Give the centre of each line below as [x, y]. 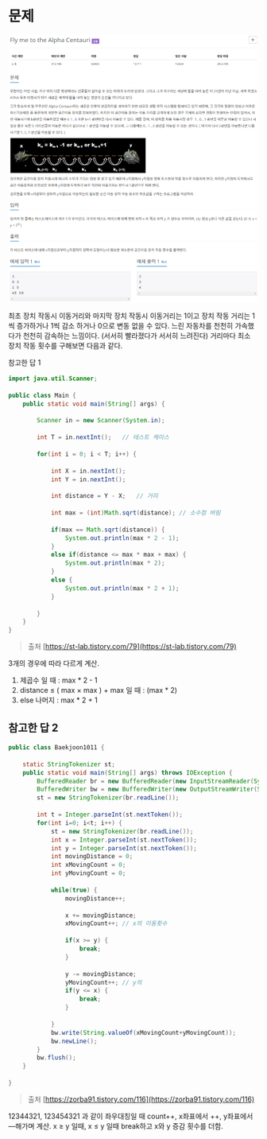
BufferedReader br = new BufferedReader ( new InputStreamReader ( [145, 781]
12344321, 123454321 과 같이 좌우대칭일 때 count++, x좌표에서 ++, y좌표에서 [131, 1116]
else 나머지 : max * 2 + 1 [58, 700]
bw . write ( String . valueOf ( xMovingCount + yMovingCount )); [143, 1032]
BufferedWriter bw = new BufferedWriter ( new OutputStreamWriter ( [147, 789]
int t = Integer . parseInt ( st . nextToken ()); [110, 815]
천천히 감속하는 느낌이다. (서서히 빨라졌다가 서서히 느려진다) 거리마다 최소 [137, 336]
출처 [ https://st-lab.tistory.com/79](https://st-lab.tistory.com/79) [132, 647]
